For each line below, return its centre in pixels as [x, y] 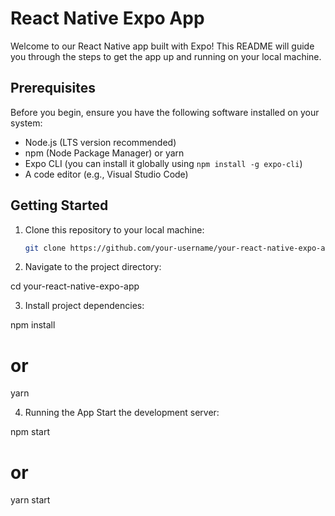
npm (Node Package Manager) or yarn [104, 153]
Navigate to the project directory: [93, 267]
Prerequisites [53, 88]
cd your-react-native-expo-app [75, 286]
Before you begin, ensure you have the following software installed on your [165, 112]
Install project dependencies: [84, 306]
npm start [30, 432]
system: [26, 123]
